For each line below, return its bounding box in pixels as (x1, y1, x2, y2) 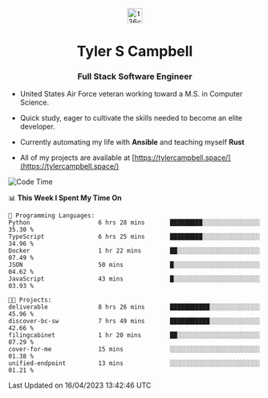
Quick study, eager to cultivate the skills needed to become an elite (19, 113, 243, 123)
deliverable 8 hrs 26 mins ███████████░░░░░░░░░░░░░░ (8, 303, 261, 311)
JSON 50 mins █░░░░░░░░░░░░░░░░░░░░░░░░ (8, 261, 261, 269)
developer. (19, 121, 55, 132)
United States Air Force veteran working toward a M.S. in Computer (19, 89, 243, 99)
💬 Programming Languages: (8, 211, 95, 220)
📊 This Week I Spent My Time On (8, 193, 122, 203)
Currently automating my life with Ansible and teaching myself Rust (19, 137, 245, 147)
